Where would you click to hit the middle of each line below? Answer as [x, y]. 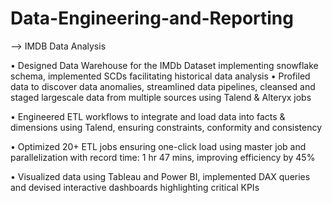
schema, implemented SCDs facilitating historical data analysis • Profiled [160, 76]
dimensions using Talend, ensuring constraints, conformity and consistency [166, 127]
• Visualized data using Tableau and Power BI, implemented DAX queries [160, 176]
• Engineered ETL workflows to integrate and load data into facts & [148, 116]
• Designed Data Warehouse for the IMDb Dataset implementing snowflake [164, 65]
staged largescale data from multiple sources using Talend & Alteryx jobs [161, 97]
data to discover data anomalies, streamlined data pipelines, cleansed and [163, 86]
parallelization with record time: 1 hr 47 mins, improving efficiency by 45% [163, 157]
